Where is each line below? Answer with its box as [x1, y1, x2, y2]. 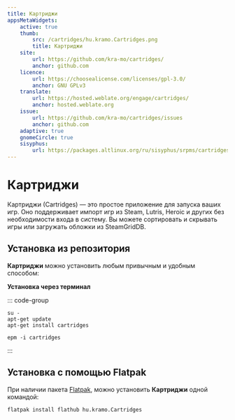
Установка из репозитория [7, 243, 131, 255]
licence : [20, 69, 45, 76]
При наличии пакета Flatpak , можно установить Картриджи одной [7, 385, 208, 393]
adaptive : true [20, 127, 64, 134]
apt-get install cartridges [7, 321, 90, 329]
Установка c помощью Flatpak [7, 367, 147, 379]
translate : [20, 88, 52, 95]
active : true [20, 23, 58, 30]
